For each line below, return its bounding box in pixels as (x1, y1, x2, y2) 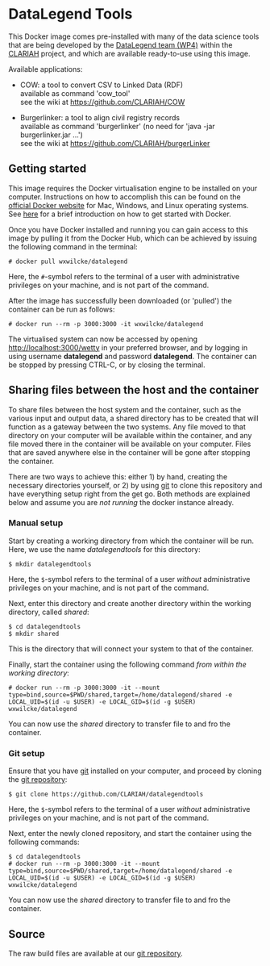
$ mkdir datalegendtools (8, 560, 92, 568)
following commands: (8, 837, 80, 847)
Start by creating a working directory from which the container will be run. (8, 536, 255, 546)
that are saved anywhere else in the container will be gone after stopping (8, 447, 251, 457)
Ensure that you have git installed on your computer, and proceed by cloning (8, 766, 262, 776)
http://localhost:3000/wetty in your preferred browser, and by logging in (8, 342, 248, 352)
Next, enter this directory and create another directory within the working (8, 598, 251, 608)
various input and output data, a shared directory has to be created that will (8, 413, 260, 423)
